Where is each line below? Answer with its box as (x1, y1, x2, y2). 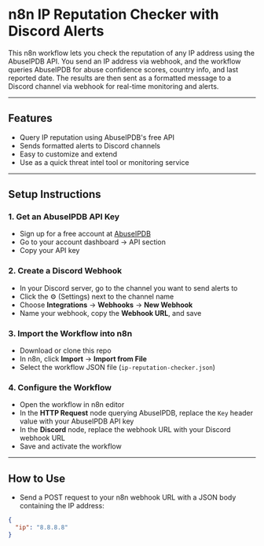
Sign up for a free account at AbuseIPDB (19, 229, 152, 239)
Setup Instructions (8, 188, 101, 201)
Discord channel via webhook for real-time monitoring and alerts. (8, 81, 219, 91)
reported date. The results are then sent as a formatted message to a (8, 73, 232, 82)
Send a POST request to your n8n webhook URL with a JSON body (19, 493, 236, 502)
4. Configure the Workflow (8, 382, 112, 393)
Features (8, 112, 53, 125)
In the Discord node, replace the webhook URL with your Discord (19, 425, 231, 434)
